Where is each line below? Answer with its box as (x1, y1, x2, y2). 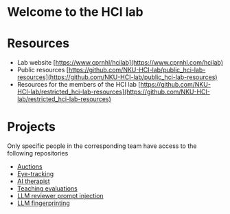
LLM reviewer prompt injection (16, 192, 104, 200)
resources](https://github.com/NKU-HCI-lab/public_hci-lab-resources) (16, 73, 218, 81)
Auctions (16, 162, 43, 171)
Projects (7, 119, 56, 135)
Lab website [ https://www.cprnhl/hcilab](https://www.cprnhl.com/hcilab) (16, 58, 224, 67)
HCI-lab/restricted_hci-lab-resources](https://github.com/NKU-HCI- (16, 87, 211, 96)
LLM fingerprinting (16, 199, 70, 207)
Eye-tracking (16, 170, 54, 178)
